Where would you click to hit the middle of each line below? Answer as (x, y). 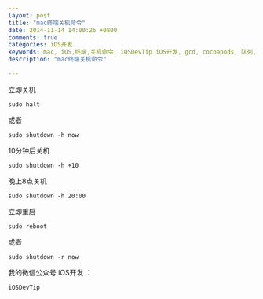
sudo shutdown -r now (44, 257)
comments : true (33, 37)
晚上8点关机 (27, 181)
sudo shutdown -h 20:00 (47, 196)
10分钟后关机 (29, 150)
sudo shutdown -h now (44, 135)
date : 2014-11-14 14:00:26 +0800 (63, 30)
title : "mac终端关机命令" (47, 23)
